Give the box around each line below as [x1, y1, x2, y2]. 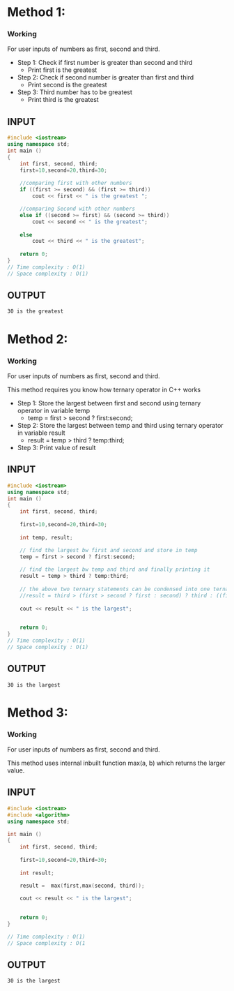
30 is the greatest [7, 308, 64, 315]
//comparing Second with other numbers [19, 205, 136, 213]
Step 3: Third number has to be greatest [17, 88, 132, 96]
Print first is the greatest [27, 66, 97, 74]
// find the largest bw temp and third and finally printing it [19, 566, 210, 573]
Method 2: [7, 331, 68, 347]
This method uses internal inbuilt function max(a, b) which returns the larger [7, 759, 226, 768]
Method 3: [7, 704, 68, 720]
